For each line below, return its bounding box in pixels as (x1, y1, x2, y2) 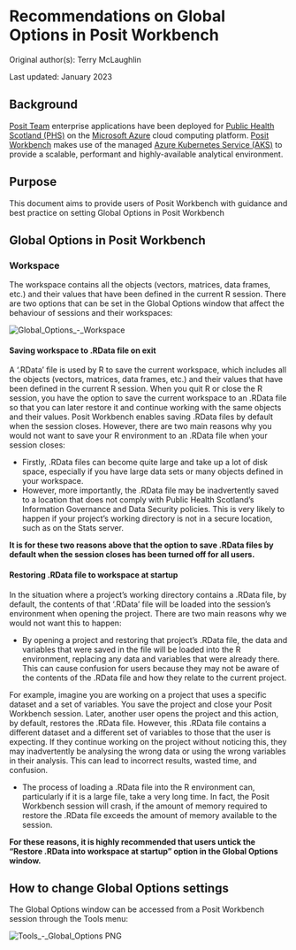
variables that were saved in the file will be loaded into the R (21, 644, 241, 655)
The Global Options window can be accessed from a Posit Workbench (9, 904, 265, 915)
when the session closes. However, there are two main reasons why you (9, 421, 272, 432)
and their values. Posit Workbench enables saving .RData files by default (9, 411, 274, 422)
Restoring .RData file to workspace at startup (9, 570, 178, 580)
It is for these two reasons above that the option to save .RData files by (9, 540, 274, 550)
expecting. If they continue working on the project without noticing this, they (9, 736, 287, 747)
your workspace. (21, 476, 84, 486)
